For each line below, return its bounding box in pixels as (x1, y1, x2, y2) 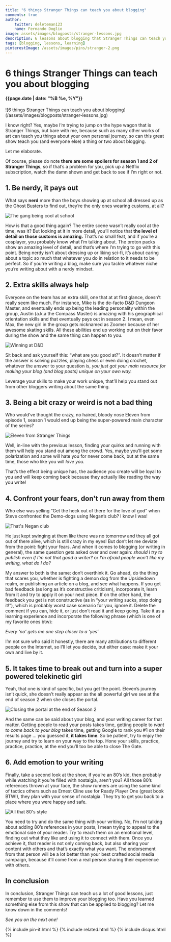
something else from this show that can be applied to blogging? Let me (5, 901, 154, 907)
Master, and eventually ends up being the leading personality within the (5, 305, 155, 311)
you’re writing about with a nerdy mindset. (5, 266, 94, 272)
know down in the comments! (5, 906, 67, 912)
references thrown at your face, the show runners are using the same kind (5, 782, 161, 788)
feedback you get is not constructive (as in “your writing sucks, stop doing (5, 597, 162, 603)
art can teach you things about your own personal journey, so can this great (5, 133, 164, 139)
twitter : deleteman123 (14, 21, 63, 27)
